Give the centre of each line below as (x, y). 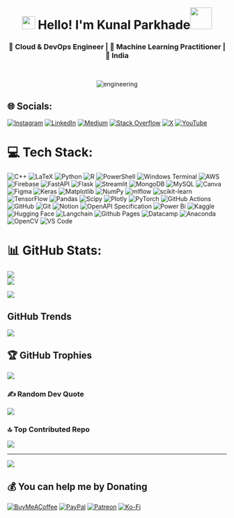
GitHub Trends (39, 317)
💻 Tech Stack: (50, 153)
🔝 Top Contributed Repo (49, 429)
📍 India (117, 56)
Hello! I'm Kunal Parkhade (114, 25)
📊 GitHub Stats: (55, 251)
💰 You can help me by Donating (77, 486)
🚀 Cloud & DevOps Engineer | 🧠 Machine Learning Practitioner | (117, 47)
